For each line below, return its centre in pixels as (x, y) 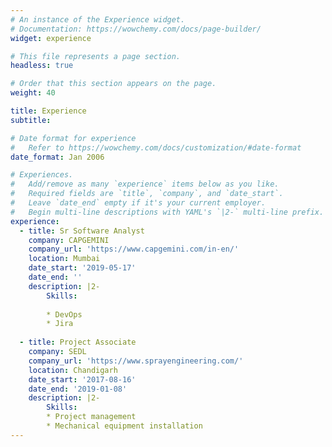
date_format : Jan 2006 (57, 157)
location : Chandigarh (73, 370)
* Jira (60, 324)
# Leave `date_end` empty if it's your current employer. (138, 203)
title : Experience (48, 111)
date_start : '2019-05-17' (82, 268)
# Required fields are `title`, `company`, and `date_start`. (147, 194)
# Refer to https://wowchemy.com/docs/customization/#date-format (156, 147)
